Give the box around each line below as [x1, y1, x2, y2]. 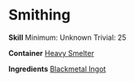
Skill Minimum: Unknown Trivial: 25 [8, 32, 127, 42]
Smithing [8, 6, 71, 24]
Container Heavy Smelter [8, 48, 95, 58]
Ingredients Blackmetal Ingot [8, 63, 106, 74]
